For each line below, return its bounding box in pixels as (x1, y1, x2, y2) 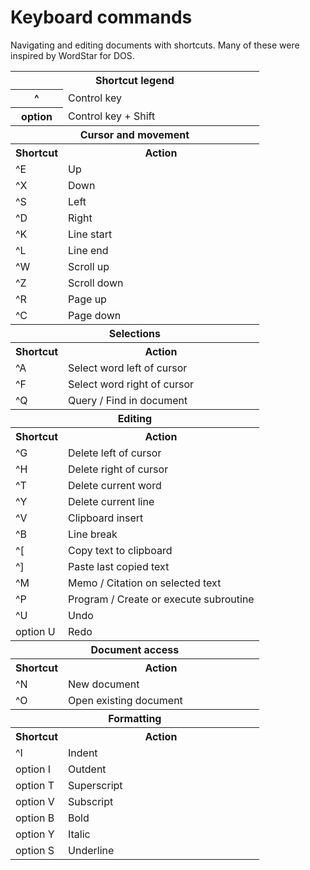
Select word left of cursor (68, 361, 188, 375)
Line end (68, 243, 109, 257)
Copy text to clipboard (68, 543, 173, 557)
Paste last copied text (68, 559, 170, 573)
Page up (68, 292, 107, 306)
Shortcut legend (94, 73, 175, 87)
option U (15, 624, 56, 638)
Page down (68, 308, 122, 322)
